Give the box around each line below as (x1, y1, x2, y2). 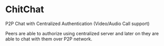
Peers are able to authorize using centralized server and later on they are (5, 30, 159, 36)
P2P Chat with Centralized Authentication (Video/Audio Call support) (5, 20, 150, 27)
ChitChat (5, 4, 44, 15)
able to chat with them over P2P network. (5, 36, 92, 42)
